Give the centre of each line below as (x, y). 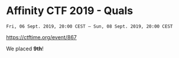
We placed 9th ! (25, 49)
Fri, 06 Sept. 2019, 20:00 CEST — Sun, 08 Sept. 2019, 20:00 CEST (89, 26)
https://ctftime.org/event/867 (41, 37)
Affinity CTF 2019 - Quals (70, 11)
